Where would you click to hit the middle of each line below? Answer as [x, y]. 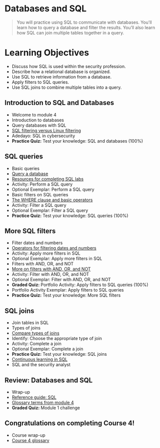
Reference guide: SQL [34, 397]
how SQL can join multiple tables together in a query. [70, 33]
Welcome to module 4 [34, 114]
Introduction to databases [38, 120]
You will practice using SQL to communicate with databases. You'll [84, 22]
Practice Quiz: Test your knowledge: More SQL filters [66, 295]
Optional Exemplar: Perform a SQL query [53, 189]
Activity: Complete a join [37, 344]
